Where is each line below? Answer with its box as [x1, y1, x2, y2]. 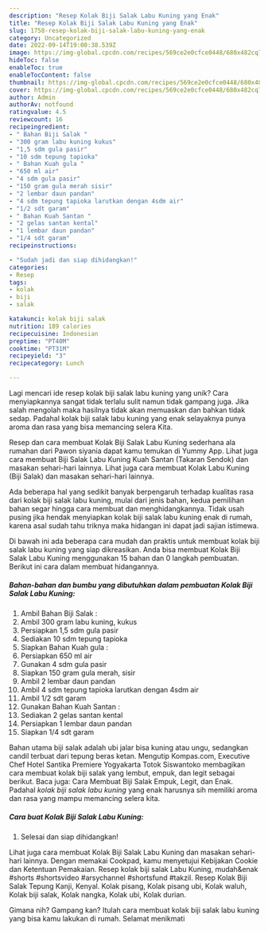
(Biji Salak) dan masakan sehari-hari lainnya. [9, 471, 154, 481]
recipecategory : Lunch [9, 360, 84, 368]
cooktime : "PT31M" [9, 345, 70, 353]
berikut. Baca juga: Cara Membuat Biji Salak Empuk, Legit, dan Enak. [9, 776, 234, 786]
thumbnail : [9, 78, 45, 86]
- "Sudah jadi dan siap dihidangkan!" [9, 256, 138, 264]
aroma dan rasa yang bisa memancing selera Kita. [9, 422, 173, 432]
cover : [9, 85, 31, 94]
